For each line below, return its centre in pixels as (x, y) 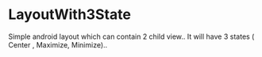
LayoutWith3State (69, 15)
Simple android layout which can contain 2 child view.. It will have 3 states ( (131, 36)
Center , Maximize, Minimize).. (58, 44)
